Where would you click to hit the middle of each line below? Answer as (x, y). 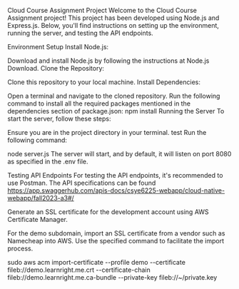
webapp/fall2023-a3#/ (41, 198)
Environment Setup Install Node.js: (58, 47)
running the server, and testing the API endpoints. (80, 33)
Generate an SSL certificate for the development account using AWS (108, 212)
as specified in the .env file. (48, 161)
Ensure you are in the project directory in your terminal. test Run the (107, 132)
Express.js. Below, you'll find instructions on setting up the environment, (113, 25)
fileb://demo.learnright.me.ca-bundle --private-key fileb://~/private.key (112, 277)
